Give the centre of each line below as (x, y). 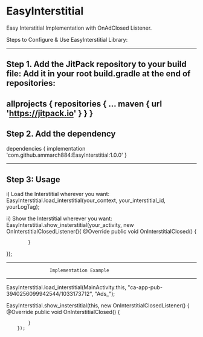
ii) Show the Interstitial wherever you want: (60, 218)
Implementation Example (79, 270)
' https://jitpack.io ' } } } (50, 113)
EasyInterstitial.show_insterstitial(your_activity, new (70, 225)
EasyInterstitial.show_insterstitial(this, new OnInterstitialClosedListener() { (98, 306)
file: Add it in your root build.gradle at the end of (98, 74)
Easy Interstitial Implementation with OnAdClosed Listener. (79, 28)
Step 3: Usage (33, 179)
